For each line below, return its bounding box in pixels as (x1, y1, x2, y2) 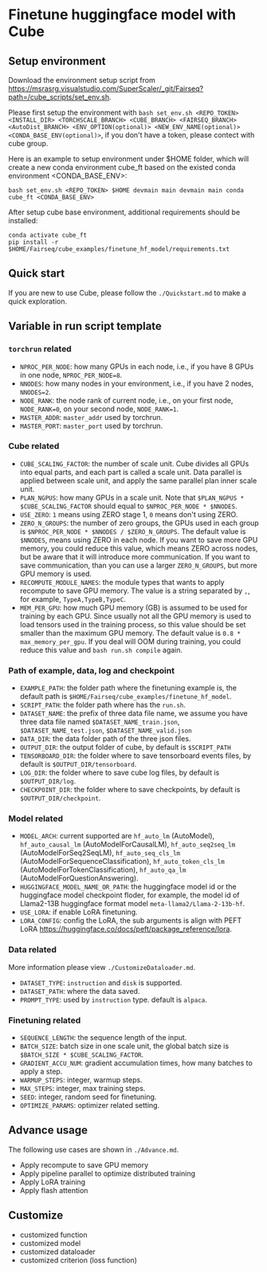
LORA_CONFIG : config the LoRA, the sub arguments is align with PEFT (19, 916, 242, 925)
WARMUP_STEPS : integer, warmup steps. (19, 1074, 143, 1085)
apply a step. (19, 1066, 63, 1076)
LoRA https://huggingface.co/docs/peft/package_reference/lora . (19, 925, 233, 934)
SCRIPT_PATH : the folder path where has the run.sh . (19, 700, 186, 710)
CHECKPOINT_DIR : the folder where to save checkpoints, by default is (19, 785, 241, 795)
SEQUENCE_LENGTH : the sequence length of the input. (19, 1032, 187, 1042)
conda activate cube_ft (8, 231, 88, 239)
